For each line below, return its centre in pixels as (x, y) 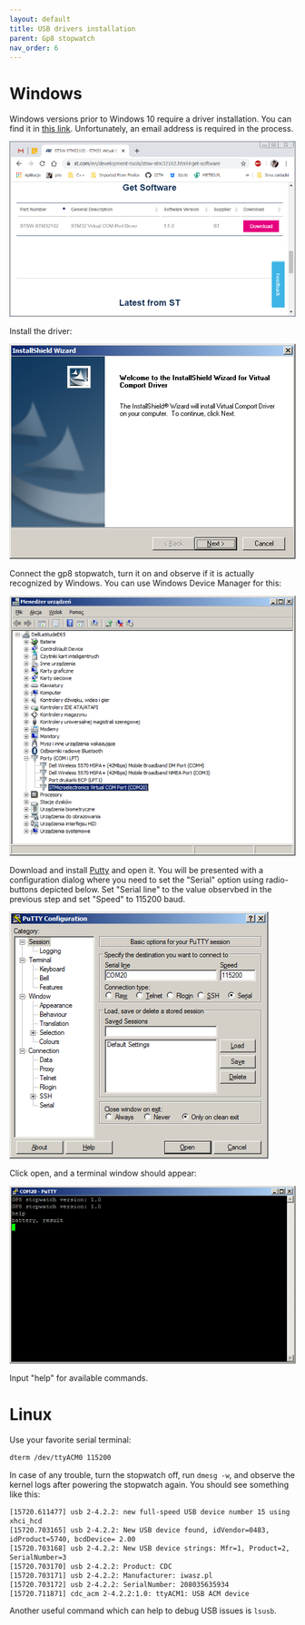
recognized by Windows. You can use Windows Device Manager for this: (146, 583)
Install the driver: (41, 331)
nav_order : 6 (34, 48)
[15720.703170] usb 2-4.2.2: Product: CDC (91, 1566)
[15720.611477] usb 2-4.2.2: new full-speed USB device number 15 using (150, 1512)
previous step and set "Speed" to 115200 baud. (98, 900)
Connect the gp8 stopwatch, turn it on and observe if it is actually (132, 573)
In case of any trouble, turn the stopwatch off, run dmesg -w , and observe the (152, 1474)
